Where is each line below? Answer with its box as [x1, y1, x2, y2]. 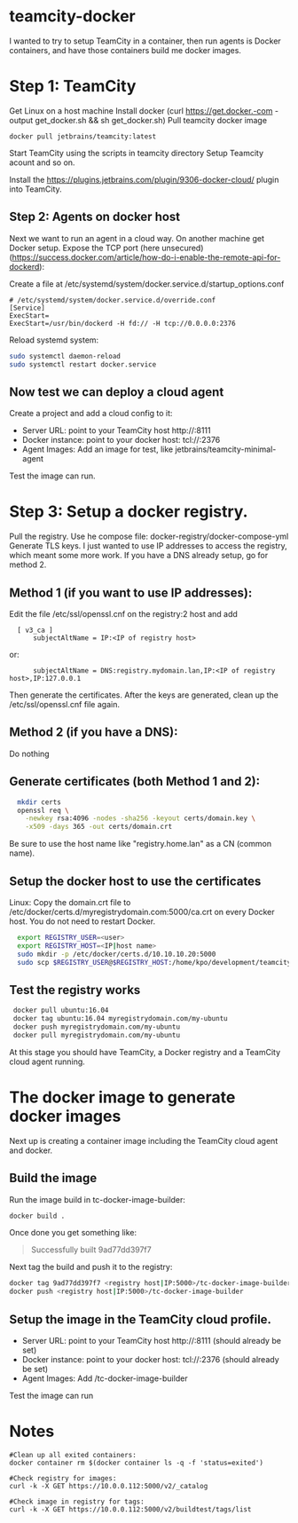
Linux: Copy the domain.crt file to [9, 896, 131, 907]
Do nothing [9, 748, 51, 759]
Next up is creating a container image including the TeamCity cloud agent [9, 1135, 278, 1146]
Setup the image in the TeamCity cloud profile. [9, 1312, 272, 1327]
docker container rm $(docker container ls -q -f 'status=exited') [9, 1458, 264, 1467]
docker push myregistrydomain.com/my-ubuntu [12, 1022, 180, 1031]
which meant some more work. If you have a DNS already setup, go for [9, 550, 269, 561]
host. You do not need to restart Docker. [9, 916, 156, 927]
